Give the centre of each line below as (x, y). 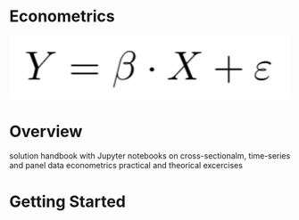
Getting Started (68, 201)
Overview (46, 131)
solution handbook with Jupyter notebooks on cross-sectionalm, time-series (150, 156)
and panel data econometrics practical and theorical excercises (126, 166)
